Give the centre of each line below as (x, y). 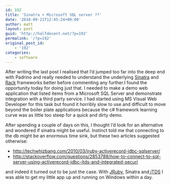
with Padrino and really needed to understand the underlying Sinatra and (82, 77)
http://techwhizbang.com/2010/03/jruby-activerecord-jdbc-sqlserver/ (86, 151)
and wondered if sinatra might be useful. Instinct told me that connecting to (85, 130)
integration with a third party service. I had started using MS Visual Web (81, 99)
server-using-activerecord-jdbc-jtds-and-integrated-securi (75, 162)
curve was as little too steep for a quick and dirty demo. (64, 115)
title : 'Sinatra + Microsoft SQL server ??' (54, 15)
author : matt (19, 24)
